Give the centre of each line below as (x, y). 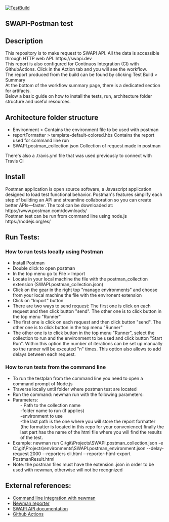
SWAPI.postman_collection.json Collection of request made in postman (87, 146)
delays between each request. (44, 354)
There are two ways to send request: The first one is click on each (81, 306)
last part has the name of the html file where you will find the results (91, 432)
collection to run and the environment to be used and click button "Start (87, 338)
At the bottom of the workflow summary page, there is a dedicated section (83, 86)
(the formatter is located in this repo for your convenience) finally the (92, 427)
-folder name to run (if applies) (52, 411)
